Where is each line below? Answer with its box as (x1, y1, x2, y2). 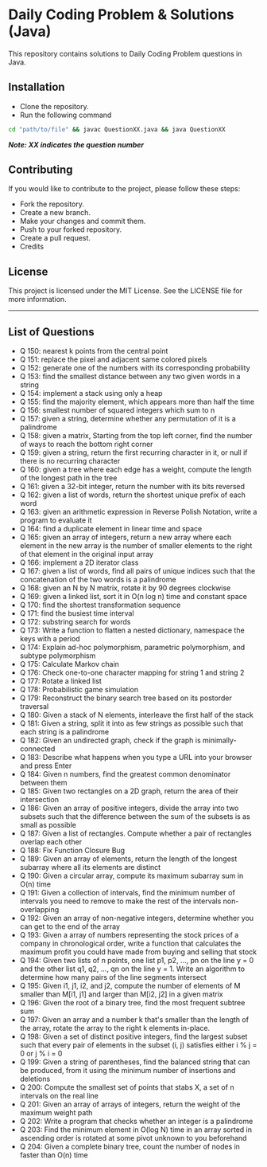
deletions (19, 1074, 51, 1084)
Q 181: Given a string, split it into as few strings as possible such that (19, 719, 244, 728)
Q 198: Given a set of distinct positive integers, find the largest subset (19, 1032, 248, 1041)
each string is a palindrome (19, 727, 110, 737)
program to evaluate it (19, 515, 93, 525)
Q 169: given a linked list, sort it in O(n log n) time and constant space (19, 592, 248, 601)
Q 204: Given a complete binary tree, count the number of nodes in (19, 1142, 241, 1152)
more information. (8, 295, 67, 304)
